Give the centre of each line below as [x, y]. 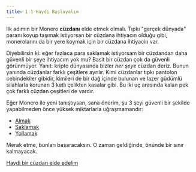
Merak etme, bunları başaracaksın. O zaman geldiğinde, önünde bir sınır [95, 145]
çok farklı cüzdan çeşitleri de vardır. [50, 91]
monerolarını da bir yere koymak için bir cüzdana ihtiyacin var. [83, 41]
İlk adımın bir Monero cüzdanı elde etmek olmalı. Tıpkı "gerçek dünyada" [96, 29]
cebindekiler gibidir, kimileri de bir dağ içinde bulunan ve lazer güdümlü [94, 78]
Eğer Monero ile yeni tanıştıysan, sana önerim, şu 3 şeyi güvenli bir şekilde [98, 103]
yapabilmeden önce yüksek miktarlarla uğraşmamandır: [75, 109]
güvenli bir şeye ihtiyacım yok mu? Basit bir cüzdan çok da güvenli [88, 59]
